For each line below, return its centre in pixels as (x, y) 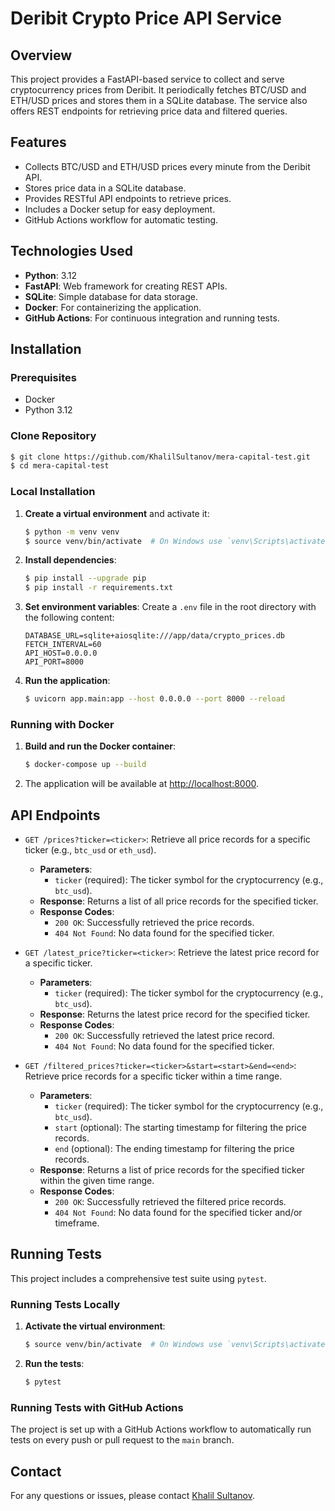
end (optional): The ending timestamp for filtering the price (174, 1149)
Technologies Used (71, 251)
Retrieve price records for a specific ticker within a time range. (153, 1076)
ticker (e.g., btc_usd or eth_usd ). (90, 850)
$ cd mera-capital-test (60, 466)
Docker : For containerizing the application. (113, 307)
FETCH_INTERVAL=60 (63, 645)
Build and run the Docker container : (100, 746)
